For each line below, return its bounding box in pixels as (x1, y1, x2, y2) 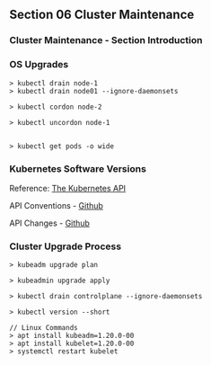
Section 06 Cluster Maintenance (9, 7, 195, 22)
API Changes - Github (9, 218, 90, 228)
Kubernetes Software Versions (9, 162, 146, 174)
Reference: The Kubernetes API (9, 182, 127, 193)
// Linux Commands (9, 324, 78, 333)
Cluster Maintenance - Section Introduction (9, 34, 203, 47)
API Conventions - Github (9, 200, 103, 210)
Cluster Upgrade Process (9, 240, 122, 253)
